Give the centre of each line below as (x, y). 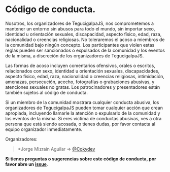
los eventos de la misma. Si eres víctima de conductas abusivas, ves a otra (83, 118)
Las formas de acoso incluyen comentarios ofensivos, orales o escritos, (80, 65)
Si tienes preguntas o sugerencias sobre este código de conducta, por (81, 159)
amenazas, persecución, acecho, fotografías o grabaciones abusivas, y (80, 82)
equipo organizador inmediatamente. (44, 129)
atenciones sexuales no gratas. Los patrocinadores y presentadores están (83, 87)
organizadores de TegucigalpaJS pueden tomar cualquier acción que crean (84, 108)
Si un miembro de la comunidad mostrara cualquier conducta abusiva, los (82, 102)
